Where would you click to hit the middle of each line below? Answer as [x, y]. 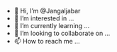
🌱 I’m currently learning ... [52, 26]
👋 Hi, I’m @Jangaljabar [47, 11]
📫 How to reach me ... [47, 41]
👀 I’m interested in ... [44, 18]
